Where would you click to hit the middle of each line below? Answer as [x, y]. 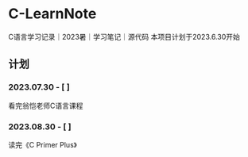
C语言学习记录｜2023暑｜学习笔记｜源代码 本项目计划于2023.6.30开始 [124, 36]
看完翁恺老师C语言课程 [46, 105]
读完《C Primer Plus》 [43, 144]
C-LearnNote [52, 14]
